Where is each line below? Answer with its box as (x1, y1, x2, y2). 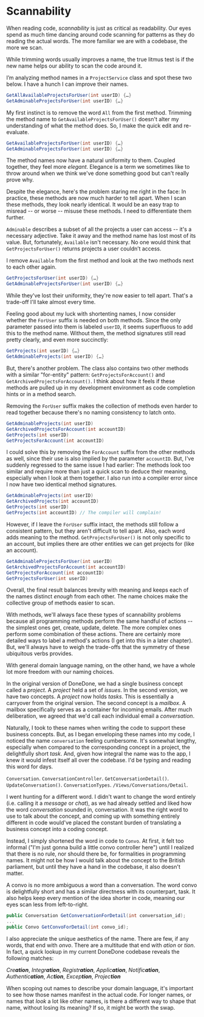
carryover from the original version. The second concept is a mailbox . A (6, 700, 186, 707)
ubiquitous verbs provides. (6, 650, 73, 657)
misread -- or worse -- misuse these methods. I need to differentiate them (6, 207, 192, 214)
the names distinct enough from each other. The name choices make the (6, 593, 188, 600)
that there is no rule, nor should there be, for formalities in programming (6, 850, 186, 857)
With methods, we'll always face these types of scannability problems (6, 611, 181, 618)
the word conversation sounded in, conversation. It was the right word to (6, 806, 188, 813)
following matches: (6, 955, 54, 962)
